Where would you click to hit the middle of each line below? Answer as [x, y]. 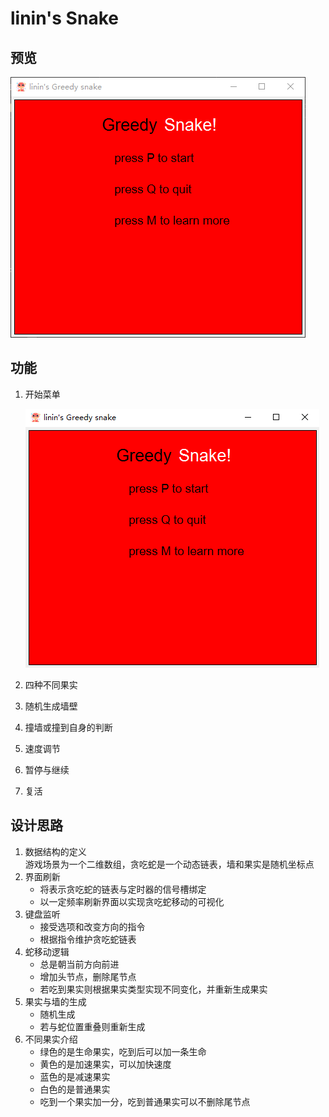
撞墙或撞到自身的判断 [68, 727]
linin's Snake [64, 18]
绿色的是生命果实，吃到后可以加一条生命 [123, 1051]
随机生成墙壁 [51, 706]
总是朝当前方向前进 [79, 964]
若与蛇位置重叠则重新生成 [92, 1026]
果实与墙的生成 [55, 1001]
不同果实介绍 [51, 1039]
